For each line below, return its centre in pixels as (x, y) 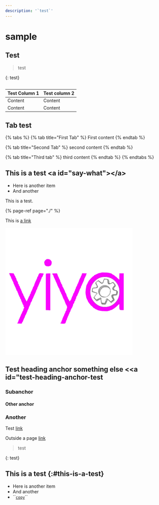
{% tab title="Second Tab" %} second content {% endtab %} (69, 147)
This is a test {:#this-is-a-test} (55, 474)
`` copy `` (20, 497)
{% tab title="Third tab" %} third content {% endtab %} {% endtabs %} (80, 157)
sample (21, 36)
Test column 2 (59, 93)
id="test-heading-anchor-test (54, 377)
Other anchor (20, 404)
